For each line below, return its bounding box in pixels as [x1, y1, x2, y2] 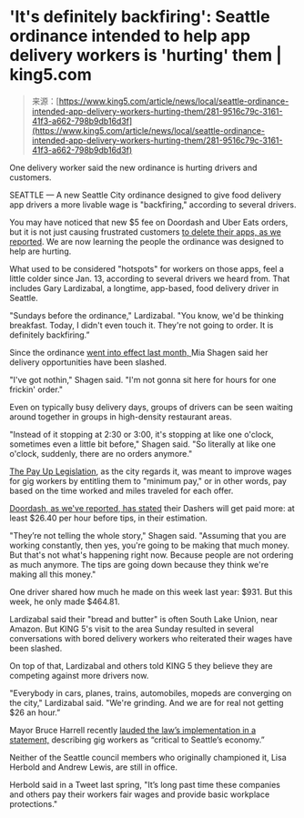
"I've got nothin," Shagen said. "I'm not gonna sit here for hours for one [9, 374, 277, 385]
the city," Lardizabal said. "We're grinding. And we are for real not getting [9, 697, 284, 708]
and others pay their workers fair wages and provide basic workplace [9, 789, 270, 800]
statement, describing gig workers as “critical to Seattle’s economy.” [9, 734, 266, 745]
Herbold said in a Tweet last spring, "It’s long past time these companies [9, 779, 280, 790]
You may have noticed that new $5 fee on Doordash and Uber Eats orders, [9, 217, 289, 227]
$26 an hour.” [9, 707, 61, 718]
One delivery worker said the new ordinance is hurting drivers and [9, 162, 258, 173]
